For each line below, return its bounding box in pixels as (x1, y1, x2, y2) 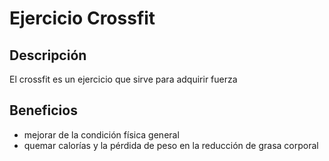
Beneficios (9, 102, 78, 119)
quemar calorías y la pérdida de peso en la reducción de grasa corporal (23, 139, 319, 151)
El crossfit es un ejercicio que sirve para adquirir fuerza (9, 73, 238, 85)
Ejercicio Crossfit (9, 7, 156, 30)
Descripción (9, 47, 87, 64)
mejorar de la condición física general (23, 128, 180, 141)
